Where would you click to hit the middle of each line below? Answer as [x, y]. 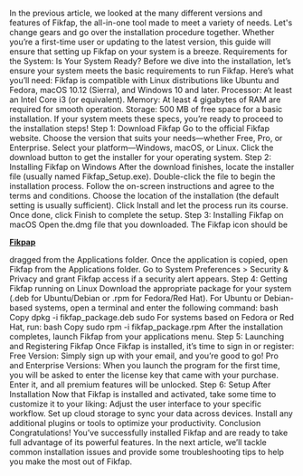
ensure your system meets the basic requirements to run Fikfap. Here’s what [151, 71]
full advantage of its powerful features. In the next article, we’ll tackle [138, 442]
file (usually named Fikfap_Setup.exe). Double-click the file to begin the [142, 176]
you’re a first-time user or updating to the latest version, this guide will [140, 42]
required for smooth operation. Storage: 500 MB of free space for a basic [146, 109]
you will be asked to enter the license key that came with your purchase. [144, 375]
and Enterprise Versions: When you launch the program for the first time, [145, 365]
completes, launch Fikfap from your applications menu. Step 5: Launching [147, 337]
